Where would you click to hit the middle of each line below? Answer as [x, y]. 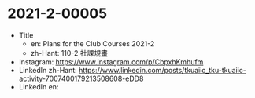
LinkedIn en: [39, 86]
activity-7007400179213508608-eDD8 [81, 78]
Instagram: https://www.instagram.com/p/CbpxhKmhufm [111, 62]
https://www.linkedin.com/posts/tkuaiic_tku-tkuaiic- [163, 70]
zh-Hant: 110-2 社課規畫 [69, 53]
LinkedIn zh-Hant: [48, 70]
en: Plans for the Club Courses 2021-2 [92, 43]
